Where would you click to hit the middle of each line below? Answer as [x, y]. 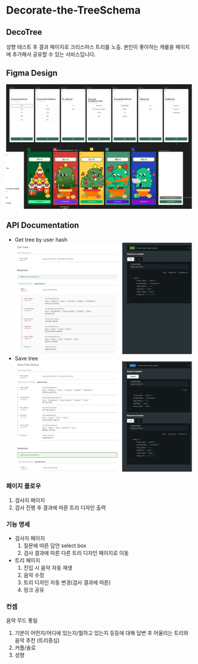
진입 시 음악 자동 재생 [48, 568]
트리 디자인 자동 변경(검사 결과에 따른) [67, 582]
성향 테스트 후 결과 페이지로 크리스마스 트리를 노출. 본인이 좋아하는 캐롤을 [90, 47]
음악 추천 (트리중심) [37, 640]
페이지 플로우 [24, 486]
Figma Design [32, 73]
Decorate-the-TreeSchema [73, 10]
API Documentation [43, 226]
